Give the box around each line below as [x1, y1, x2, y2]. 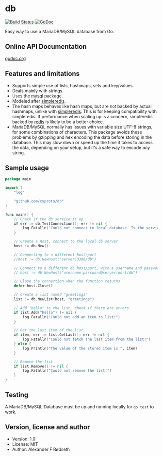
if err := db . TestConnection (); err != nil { [14, 221, 108, 226]
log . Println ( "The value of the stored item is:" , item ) [22, 346, 138, 351]
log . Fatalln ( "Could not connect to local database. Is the [22, 226, 145, 231]
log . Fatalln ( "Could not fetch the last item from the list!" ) [22, 337, 151, 342]
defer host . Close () [14, 283, 53, 289]
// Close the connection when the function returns [14, 279, 120, 284]
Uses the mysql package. [12, 93, 63, 99]
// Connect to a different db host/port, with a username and [14, 266, 142, 271]
